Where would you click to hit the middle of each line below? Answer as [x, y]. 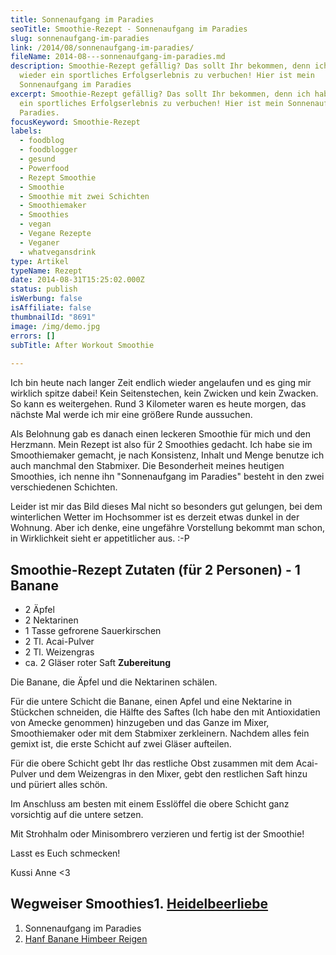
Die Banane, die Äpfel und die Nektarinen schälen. [114, 682]
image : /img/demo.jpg [55, 326]
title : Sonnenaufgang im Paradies [82, 19]
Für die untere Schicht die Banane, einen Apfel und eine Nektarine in [151, 701]
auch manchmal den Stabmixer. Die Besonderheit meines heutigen [147, 466]
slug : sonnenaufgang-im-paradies [80, 38]
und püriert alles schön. [59, 784]
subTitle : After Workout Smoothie [82, 345]
